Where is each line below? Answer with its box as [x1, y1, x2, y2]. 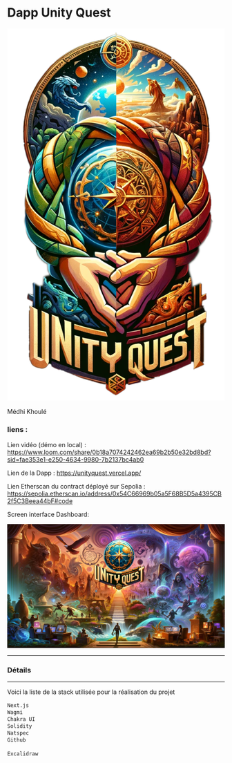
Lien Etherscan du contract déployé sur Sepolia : [7, 482, 146, 490]
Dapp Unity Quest [7, 5, 112, 21]
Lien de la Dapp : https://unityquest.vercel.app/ [7, 469, 142, 477]
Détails [7, 666, 32, 675]
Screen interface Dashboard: [7, 510, 90, 518]
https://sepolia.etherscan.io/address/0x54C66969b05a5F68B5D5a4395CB [7, 489, 222, 498]
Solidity [7, 722, 32, 730]
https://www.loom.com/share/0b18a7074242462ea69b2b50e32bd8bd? [7, 448, 212, 456]
